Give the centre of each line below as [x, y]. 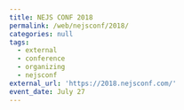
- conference [41, 59]
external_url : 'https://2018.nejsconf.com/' [93, 83]
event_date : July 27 [48, 91]
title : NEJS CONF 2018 [51, 17]
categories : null [41, 34]
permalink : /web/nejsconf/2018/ [69, 26]
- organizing [41, 67]
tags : [19, 42]
